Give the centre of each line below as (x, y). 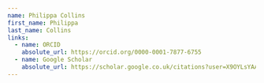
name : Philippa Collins (46, 15)
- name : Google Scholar (53, 60)
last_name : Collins (39, 30)
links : (18, 38)
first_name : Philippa (43, 23)
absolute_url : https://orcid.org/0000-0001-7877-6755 (112, 52)
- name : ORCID (37, 45)
